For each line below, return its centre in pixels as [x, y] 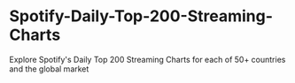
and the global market [49, 69]
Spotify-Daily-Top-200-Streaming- [141, 16]
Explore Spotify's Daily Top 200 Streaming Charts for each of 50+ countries [147, 59]
